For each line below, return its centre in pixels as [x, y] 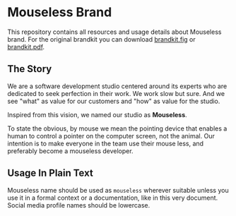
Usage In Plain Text [50, 173]
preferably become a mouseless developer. [70, 151]
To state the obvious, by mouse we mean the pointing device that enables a [117, 128]
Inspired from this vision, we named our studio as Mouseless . [97, 114]
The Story [30, 69]
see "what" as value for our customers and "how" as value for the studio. [114, 101]
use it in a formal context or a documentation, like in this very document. [113, 198]
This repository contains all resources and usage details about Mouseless [114, 32]
